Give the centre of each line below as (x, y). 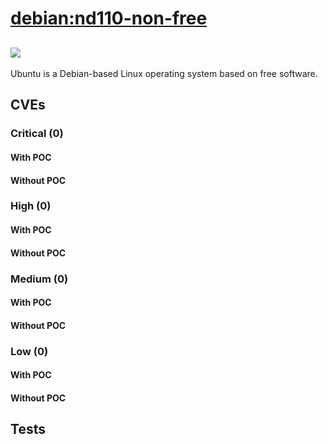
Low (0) (29, 351)
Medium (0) (39, 279)
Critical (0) (37, 134)
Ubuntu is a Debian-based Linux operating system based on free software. (164, 73)
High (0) (31, 206)
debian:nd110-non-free (109, 18)
